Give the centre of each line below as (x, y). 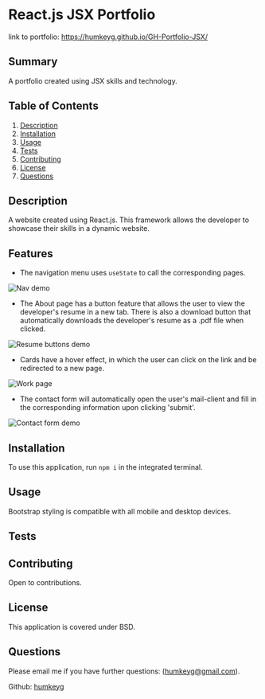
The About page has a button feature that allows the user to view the (132, 303)
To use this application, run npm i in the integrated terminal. (105, 467)
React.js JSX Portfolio (82, 15)
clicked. (33, 329)
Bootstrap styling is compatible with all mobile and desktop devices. (120, 511)
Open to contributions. (45, 583)
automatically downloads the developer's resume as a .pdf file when (132, 321)
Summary (33, 62)
